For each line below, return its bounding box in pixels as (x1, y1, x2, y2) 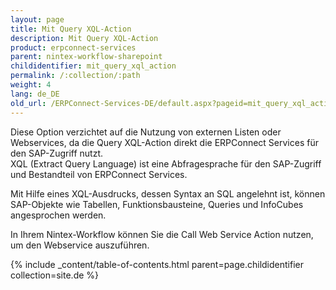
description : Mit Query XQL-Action (10, 33, 159, 43)
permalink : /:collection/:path (10, 71, 141, 81)
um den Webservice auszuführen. (10, 239, 150, 251)
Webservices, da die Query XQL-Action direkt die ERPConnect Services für (10, 136, 319, 148)
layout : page (10, 14, 65, 25)
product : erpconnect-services (10, 42, 137, 53)
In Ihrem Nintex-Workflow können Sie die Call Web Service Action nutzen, (10, 228, 314, 240)
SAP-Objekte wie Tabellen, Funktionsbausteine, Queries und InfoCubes (10, 198, 304, 210)
